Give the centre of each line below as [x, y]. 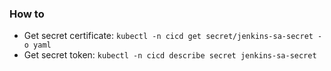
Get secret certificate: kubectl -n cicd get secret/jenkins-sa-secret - [173, 36]
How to [27, 14]
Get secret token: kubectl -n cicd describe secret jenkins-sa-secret [170, 55]
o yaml [37, 45]
